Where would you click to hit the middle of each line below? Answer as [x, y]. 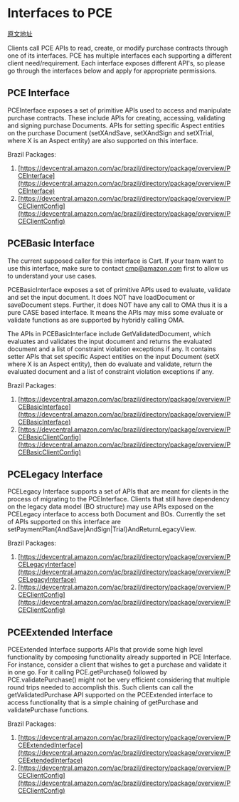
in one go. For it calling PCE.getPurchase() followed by [87, 672]
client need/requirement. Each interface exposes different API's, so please [116, 63]
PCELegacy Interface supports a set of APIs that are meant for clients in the [118, 491]
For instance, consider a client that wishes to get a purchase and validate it [117, 665]
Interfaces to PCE [60, 13]
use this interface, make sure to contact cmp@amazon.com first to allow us [118, 268]
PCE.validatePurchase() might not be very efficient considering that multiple [119, 680]
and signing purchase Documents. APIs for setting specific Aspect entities [116, 125]
